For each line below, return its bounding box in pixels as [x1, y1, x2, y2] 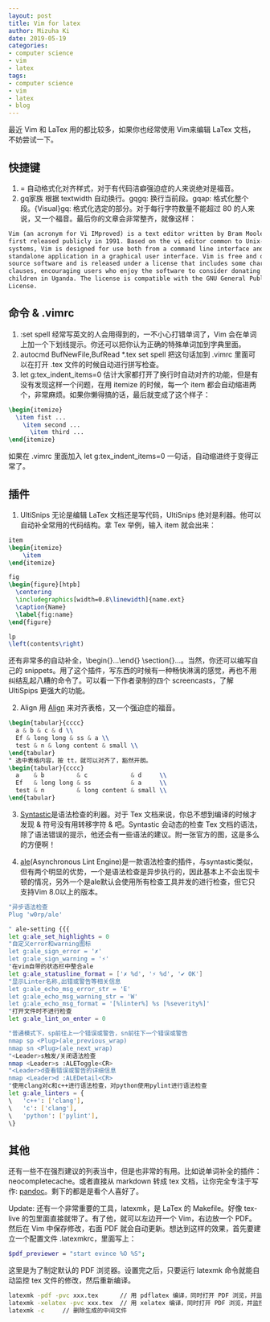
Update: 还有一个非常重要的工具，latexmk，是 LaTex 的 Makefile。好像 [8, 1204, 243, 1213]
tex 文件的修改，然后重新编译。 [31, 1275, 135, 1285]
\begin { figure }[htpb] [8, 580, 81, 589]
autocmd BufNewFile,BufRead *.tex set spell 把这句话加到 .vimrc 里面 [19, 349, 249, 359]
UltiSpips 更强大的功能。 [8, 686, 90, 696]
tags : [8, 72, 27, 80]
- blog [8, 101, 31, 109]
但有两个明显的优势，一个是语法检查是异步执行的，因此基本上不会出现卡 [19, 866, 260, 876]
